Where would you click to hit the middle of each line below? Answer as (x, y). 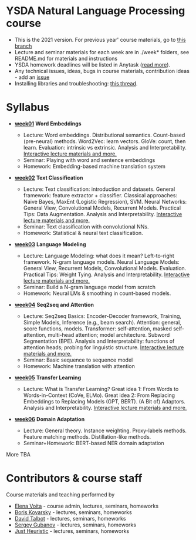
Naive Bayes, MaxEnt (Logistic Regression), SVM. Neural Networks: (105, 201)
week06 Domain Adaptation (50, 419)
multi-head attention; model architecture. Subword (109, 334)
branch (23, 46)
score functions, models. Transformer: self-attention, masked (97, 329)
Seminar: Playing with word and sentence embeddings (89, 160)
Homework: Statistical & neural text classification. (83, 233)
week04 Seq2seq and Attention (54, 304)
